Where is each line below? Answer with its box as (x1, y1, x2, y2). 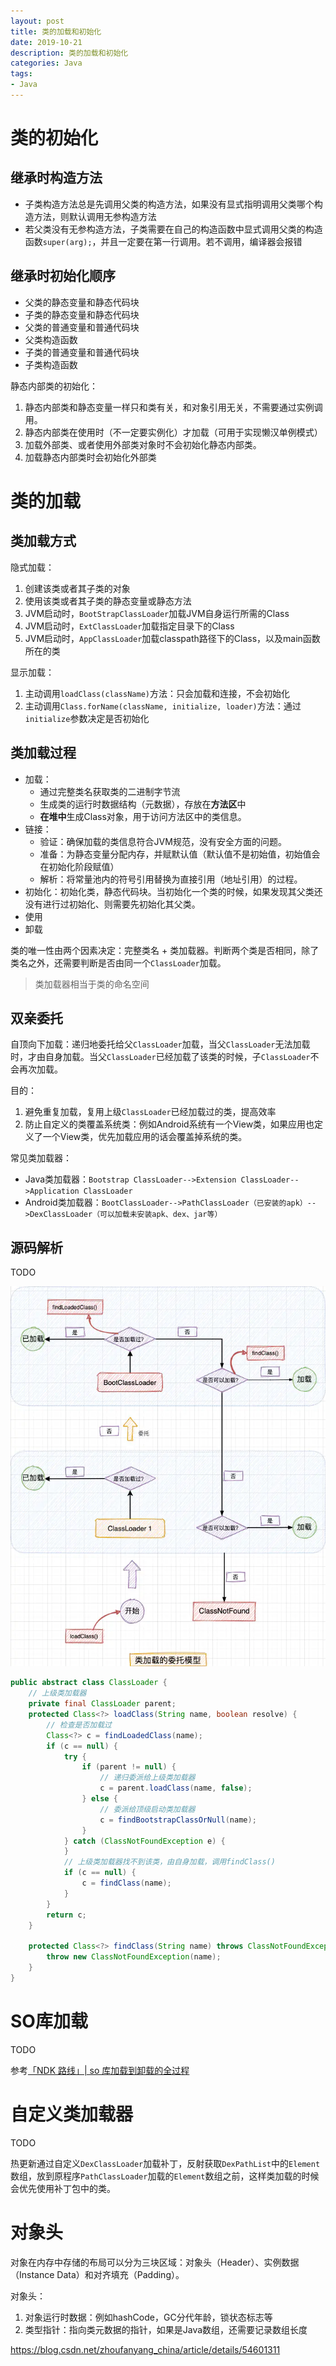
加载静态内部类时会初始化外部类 (24, 451, 157, 463)
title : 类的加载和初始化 (10, 26, 102, 37)
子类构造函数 (24, 358, 78, 370)
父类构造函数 (24, 333, 78, 345)
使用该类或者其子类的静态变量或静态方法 (24, 595, 192, 607)
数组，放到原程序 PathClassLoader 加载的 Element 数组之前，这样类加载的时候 (10, 2170, 320, 2182)
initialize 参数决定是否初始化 (24, 712, 150, 724)
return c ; (46, 1910, 87, 1920)
